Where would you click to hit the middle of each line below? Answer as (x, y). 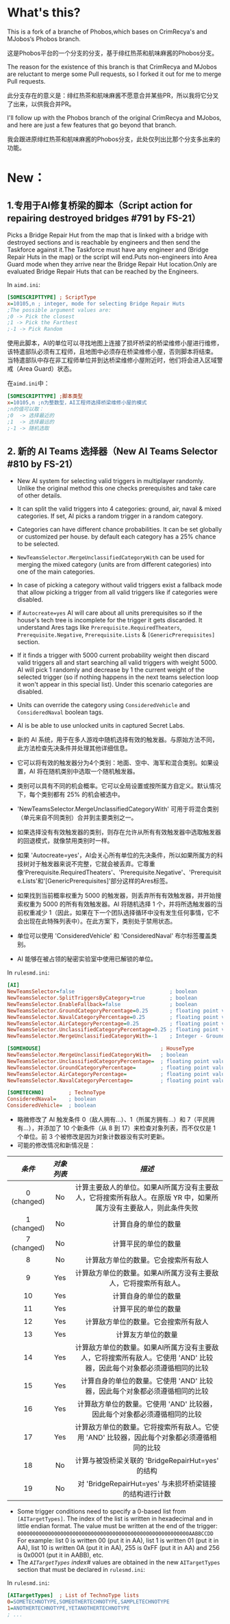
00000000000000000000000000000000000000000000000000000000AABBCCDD (115, 1534)
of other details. (39, 495)
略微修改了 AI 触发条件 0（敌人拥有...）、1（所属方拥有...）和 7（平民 (113, 1119)
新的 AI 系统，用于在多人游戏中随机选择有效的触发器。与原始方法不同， (118, 740)
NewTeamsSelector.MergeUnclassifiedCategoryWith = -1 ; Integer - (105, 1036)
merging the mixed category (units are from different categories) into (114, 565)
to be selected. (38, 544)
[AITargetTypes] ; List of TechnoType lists (73, 1595)
